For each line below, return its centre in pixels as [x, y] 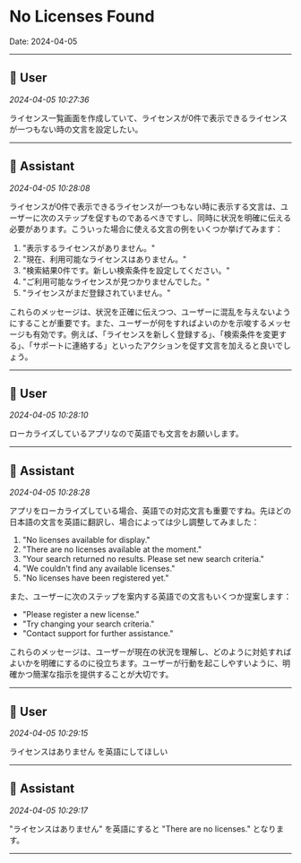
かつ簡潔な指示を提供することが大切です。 [95, 675]
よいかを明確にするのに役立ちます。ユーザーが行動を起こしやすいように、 [146, 663]
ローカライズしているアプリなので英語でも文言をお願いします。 [126, 434]
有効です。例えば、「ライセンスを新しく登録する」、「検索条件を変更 [156, 334]
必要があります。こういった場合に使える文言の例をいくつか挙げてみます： [146, 229]
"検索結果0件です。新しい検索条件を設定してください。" [126, 270]
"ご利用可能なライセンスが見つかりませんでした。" [116, 281]
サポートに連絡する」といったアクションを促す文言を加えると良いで [158, 345]
